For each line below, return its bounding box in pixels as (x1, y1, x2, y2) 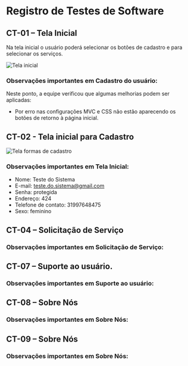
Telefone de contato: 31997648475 (14, 201, 101, 208)
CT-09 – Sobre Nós (6, 334, 79, 344)
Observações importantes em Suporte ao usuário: (6, 279, 154, 288)
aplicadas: (6, 97, 32, 104)
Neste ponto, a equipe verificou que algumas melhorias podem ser (6, 90, 170, 97)
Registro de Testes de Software (6, 4, 164, 18)
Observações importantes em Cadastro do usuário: (6, 76, 158, 85)
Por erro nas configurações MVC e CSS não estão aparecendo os (14, 108, 176, 115)
